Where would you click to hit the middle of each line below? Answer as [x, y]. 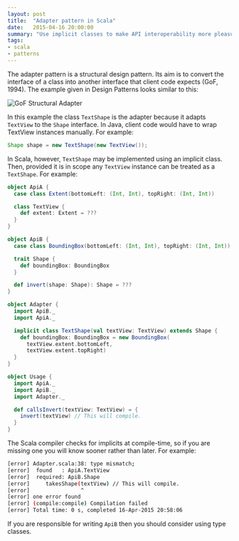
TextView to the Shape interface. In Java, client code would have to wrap [112, 124]
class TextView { [39, 207]
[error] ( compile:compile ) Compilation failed [78, 504]
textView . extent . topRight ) [66, 350]
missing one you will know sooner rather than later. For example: [102, 451]
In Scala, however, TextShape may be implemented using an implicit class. [115, 158]
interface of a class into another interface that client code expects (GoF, [113, 81]
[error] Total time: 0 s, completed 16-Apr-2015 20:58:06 [95, 510]
